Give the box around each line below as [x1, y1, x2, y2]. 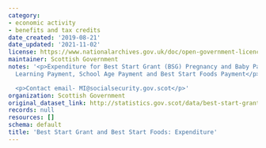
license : [8, 48, 37, 56]
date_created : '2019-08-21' [8, 33, 101, 42]
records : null [8, 106, 55, 114]
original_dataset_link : [8, 99, 87, 107]
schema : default [8, 121, 62, 129]
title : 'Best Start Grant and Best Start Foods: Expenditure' [8, 128, 218, 136]
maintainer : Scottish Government [8, 56, 119, 64]
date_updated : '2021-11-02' [8, 41, 101, 49]
